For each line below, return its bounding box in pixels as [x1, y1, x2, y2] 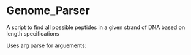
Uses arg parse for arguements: [6, 42, 87, 49]
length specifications [6, 30, 59, 37]
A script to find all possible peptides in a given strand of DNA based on [6, 24, 185, 31]
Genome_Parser [6, 4, 91, 18]
